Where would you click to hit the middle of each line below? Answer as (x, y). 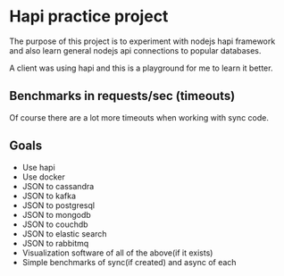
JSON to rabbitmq (55, 243)
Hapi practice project (89, 17)
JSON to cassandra (58, 186)
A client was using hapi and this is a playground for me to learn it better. (141, 68)
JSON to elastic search (64, 233)
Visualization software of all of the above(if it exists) (117, 253)
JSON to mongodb (56, 214)
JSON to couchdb (55, 224)
